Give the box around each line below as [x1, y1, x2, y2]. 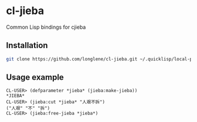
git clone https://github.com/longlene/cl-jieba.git [6, 56, 138, 62]
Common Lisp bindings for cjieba [6, 23, 86, 30]
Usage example [6, 72, 64, 83]
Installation [6, 40, 48, 50]
